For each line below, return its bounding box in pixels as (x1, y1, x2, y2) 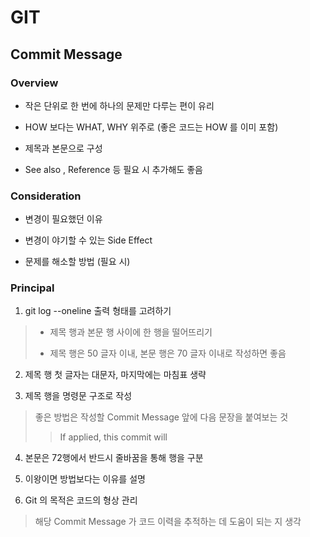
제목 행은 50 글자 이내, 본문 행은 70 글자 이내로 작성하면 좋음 (49, 347, 287, 360)
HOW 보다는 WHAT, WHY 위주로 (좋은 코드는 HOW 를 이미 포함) (24, 121, 279, 133)
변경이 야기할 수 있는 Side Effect (24, 234, 153, 246)
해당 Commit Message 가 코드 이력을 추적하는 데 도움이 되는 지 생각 (34, 516, 302, 528)
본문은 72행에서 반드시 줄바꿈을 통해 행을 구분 (24, 452, 204, 464)
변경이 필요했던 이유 (24, 213, 103, 225)
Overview (10, 76, 59, 90)
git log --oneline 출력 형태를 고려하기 (24, 305, 172, 317)
